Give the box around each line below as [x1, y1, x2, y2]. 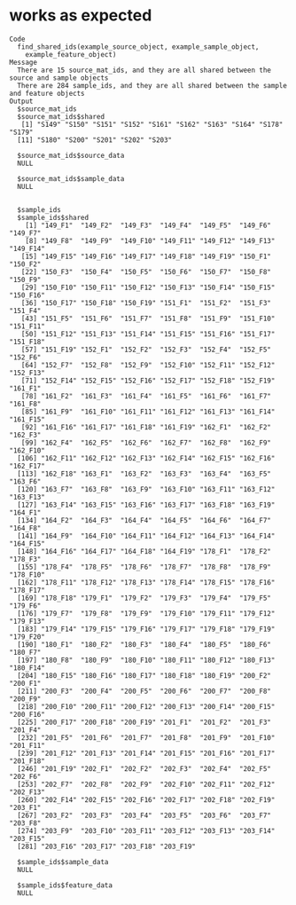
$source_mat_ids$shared [17, 112, 105, 121]
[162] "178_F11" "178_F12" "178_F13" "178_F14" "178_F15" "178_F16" [17, 578, 276, 586]
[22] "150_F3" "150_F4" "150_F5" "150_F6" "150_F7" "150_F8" [20, 267, 272, 276]
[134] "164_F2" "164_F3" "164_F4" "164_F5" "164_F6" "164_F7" [17, 515, 272, 524]
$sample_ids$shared [17, 213, 90, 222]
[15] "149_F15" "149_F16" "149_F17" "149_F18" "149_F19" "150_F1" [20, 252, 272, 261]
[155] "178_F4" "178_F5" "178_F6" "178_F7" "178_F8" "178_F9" [17, 563, 272, 571]
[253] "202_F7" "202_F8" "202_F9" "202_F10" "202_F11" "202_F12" [17, 780, 276, 789]
